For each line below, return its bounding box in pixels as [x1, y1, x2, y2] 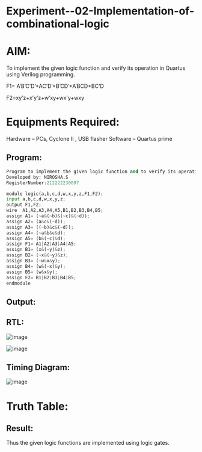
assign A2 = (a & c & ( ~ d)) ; [6, 218, 66, 224]
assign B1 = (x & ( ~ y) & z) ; [6, 247, 66, 253]
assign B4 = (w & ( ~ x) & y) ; [6, 263, 66, 269]
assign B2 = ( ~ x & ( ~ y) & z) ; [6, 252, 69, 258]
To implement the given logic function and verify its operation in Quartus [6, 64, 186, 72]
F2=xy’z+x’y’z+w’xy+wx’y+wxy [6, 94, 85, 102]
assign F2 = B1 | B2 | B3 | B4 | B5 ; [6, 274, 77, 280]
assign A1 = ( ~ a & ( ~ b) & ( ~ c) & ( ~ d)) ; [6, 213, 90, 219]
